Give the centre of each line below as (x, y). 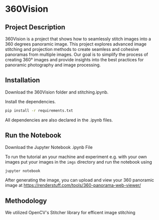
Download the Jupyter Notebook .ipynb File (49, 147)
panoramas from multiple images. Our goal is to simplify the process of (77, 54)
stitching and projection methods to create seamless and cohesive (72, 49)
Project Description (35, 27)
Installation (23, 80)
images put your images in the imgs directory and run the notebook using (79, 162)
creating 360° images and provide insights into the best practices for (75, 60)
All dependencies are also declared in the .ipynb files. (59, 120)
